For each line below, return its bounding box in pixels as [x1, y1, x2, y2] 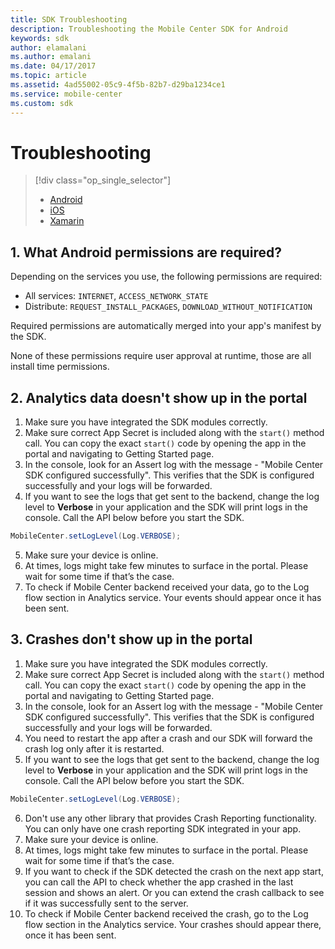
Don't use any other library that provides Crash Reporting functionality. [24, 812, 317, 824]
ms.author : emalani [10, 52, 92, 62]
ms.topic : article [10, 71, 87, 81]
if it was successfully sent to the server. [24, 897, 189, 909]
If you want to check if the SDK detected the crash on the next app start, [24, 865, 324, 877]
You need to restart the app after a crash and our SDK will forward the [24, 732, 313, 744]
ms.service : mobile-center [10, 89, 123, 99]
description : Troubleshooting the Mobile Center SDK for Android [10, 24, 288, 34]
